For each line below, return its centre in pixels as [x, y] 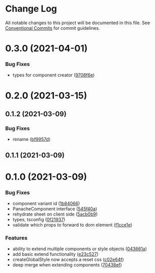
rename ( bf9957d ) [31, 140]
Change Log [31, 9]
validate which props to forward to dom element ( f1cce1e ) [72, 225]
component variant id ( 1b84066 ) [46, 203]
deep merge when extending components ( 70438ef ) [67, 265]
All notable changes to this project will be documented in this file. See [78, 23]
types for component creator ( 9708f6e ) [54, 75]
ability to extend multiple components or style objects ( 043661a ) [80, 249]
